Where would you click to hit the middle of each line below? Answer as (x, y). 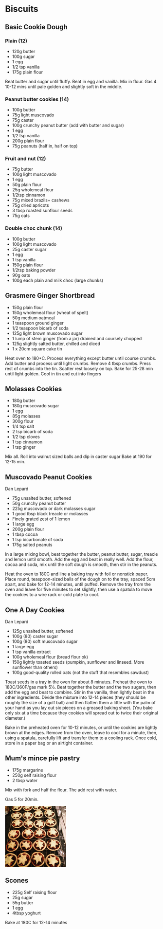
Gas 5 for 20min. (22, 799)
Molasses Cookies (34, 389)
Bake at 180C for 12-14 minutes (36, 922)
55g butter (23, 902)
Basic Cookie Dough (36, 27)
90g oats (21, 275)
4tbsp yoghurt (27, 913)
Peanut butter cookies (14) (37, 99)
